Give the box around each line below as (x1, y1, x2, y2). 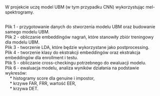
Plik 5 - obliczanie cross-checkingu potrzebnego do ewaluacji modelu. (5, 60, 146, 65)
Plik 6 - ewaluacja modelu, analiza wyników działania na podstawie (5, 65, 140, 71)
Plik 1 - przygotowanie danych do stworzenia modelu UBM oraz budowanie (5, 24, 156, 30)
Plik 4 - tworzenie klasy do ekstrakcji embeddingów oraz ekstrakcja (5, 49, 141, 55)
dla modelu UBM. (5, 39, 40, 45)
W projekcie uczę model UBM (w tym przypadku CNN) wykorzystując (5, 4, 145, 10)
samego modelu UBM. (5, 29, 50, 34)
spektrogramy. (5, 9, 34, 15)
